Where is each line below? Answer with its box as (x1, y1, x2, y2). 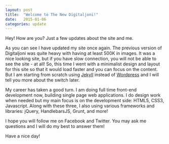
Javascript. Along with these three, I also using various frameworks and (5, 103, 155, 109)
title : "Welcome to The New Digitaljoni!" (5, 12, 99, 17)
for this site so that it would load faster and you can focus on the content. (5, 66, 158, 73)
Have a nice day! (5, 133, 40, 139)
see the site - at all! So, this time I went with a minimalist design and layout (5, 61, 160, 67)
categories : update (5, 21, 47, 27)
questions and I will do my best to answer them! (5, 123, 105, 129)
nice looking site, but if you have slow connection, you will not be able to (5, 56, 157, 62)
